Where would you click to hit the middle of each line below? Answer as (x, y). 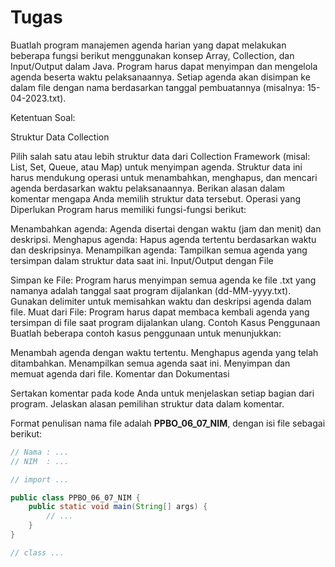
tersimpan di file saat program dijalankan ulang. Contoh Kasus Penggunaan (165, 322)
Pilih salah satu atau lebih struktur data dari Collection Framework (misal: (160, 156)
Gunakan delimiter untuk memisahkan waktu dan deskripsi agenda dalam (161, 301)
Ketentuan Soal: (43, 117)
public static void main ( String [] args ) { (118, 507)
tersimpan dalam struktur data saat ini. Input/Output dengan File (142, 260)
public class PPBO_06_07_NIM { (75, 497)
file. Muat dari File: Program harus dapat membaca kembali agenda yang (160, 312)
